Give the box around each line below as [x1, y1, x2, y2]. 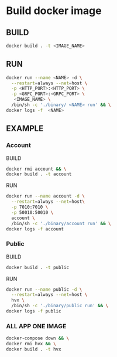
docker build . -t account [6, 171, 72, 177]
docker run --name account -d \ [6, 193, 85, 199]
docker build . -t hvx [6, 346, 61, 352]
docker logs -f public [6, 308, 61, 314]
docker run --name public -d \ [6, 286, 82, 293]
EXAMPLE [6, 124, 44, 134]
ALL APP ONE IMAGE [6, 322, 67, 330]
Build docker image [6, 4, 102, 18]
